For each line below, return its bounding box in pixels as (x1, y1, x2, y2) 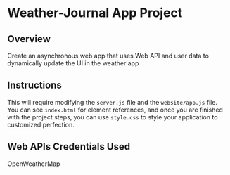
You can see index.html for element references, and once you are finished (7, 105, 224, 114)
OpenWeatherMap (7, 160, 60, 168)
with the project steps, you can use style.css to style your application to (7, 112, 218, 121)
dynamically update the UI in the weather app (7, 59, 139, 67)
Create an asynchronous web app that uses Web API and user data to (7, 51, 210, 60)
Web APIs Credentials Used (7, 141, 131, 153)
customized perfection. (7, 120, 75, 129)
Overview (7, 33, 51, 45)
